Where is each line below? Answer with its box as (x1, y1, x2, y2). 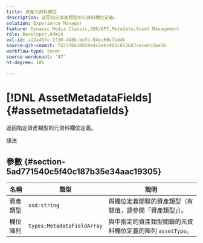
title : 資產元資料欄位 (6, 8, 57, 15)
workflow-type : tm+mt (6, 48, 61, 54)
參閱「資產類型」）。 (132, 206, 187, 215)
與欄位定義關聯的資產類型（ (108, 197, 187, 206)
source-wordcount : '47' (6, 54, 66, 60)
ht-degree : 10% (6, 59, 45, 65)
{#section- (24, 157, 66, 167)
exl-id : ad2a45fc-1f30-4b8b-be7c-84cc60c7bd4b (6, 37, 126, 43)
